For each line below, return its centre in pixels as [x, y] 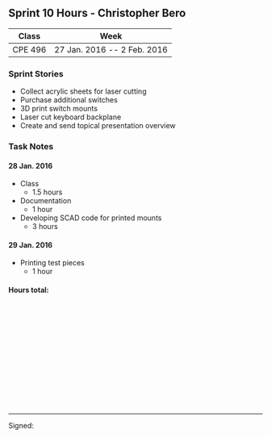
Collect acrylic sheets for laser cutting [83, 91]
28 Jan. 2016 [31, 165]
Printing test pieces [52, 263]
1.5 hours [47, 192]
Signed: [21, 425]
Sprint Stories [36, 73]
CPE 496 [29, 49]
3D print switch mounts [59, 109]
